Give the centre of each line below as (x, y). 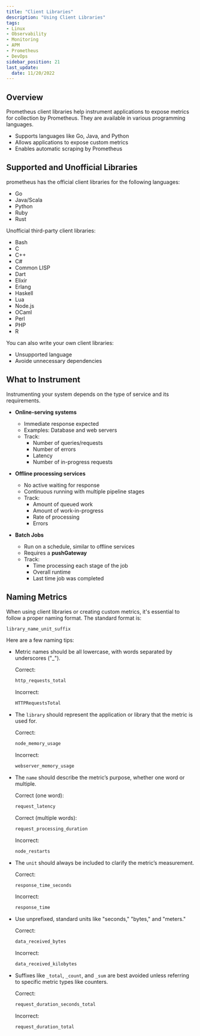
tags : (13, 23)
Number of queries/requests (68, 443)
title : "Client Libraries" (40, 12)
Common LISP (33, 268)
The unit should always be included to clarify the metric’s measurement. (104, 862)
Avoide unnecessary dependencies (58, 361)
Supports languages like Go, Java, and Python (72, 136)
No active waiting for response (62, 485)
